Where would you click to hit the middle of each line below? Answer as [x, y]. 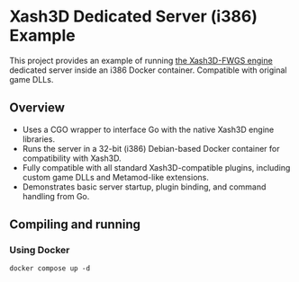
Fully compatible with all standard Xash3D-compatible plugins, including [156, 167]
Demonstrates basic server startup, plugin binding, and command [144, 187]
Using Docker [40, 251]
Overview [37, 108]
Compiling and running [75, 225]
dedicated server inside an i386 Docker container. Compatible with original [148, 70]
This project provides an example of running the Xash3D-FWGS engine [141, 60]
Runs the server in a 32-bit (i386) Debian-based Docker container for [151, 148]
